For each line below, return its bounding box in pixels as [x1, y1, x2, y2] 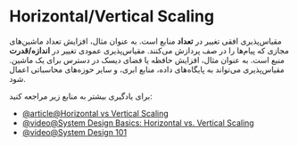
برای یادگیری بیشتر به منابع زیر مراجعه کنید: [9, 91, 153, 101]
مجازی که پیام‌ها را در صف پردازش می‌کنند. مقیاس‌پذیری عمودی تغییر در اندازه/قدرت [9, 45, 290, 55]
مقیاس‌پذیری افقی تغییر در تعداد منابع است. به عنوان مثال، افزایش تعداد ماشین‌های [9, 36, 283, 46]
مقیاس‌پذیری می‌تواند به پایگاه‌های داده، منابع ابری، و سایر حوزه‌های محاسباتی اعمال [9, 64, 285, 75]
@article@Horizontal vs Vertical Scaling [21, 108, 170, 118]
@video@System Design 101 [21, 126, 128, 137]
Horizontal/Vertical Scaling [9, 6, 215, 27]
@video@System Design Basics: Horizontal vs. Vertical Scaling [21, 118, 254, 128]
